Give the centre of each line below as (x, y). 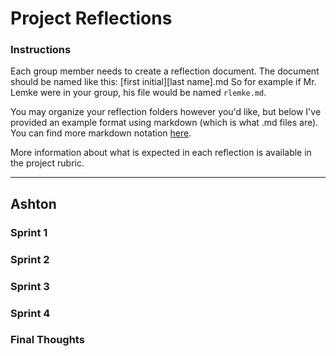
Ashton (33, 203)
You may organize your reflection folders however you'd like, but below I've (166, 112)
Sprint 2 (30, 259)
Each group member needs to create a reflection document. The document (165, 71)
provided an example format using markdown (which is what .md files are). (164, 123)
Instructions (41, 50)
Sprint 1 (29, 232)
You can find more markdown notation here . (101, 133)
